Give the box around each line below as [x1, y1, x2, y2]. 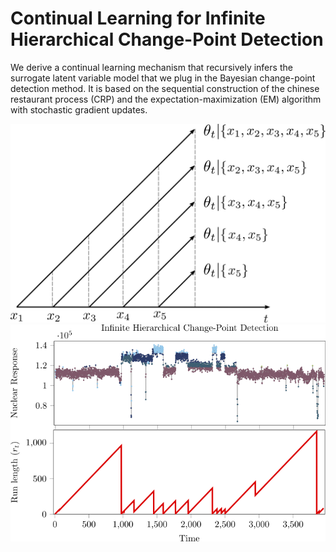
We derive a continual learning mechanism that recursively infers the [10, 61, 293, 73]
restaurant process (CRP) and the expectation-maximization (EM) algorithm [10, 93, 322, 105]
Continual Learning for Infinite [10, 7, 266, 30]
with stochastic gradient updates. [10, 103, 148, 116]
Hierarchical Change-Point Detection [10, 28, 324, 51]
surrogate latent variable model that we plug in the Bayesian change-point [10, 72, 316, 84]
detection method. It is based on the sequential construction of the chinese [10, 82, 320, 94]
